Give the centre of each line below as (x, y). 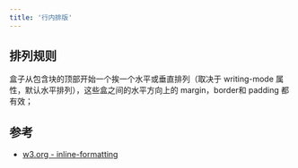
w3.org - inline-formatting (70, 155)
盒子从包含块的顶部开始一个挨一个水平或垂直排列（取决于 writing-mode (141, 79)
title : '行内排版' (41, 17)
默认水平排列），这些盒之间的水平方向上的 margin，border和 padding (152, 90)
